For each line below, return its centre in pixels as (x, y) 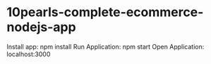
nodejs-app (41, 27)
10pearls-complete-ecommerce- (105, 12)
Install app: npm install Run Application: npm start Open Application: (105, 46)
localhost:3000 (29, 54)
